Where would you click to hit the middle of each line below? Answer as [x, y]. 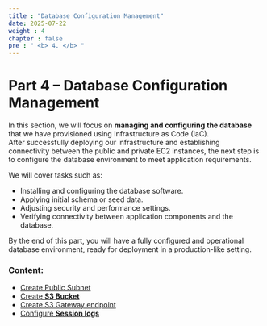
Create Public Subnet [55, 288]
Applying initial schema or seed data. [81, 199]
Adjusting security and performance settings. [95, 208]
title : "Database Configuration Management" [86, 16]
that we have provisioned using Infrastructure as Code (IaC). [109, 134]
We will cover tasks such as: [55, 175]
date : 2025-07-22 [38, 23]
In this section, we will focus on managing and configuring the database [130, 125]
